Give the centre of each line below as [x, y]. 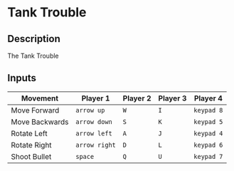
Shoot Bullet [31, 156]
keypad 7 [208, 156]
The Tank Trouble [33, 56]
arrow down [94, 121]
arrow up [90, 110]
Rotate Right [31, 145]
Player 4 [208, 98]
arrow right [96, 145]
